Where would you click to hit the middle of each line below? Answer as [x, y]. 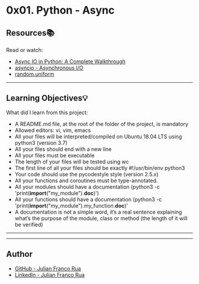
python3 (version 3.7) [41, 143]
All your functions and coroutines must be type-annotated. [86, 180]
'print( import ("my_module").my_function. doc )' [71, 205]
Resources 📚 [31, 33]
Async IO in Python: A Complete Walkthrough [70, 62]
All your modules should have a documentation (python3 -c [87, 186]
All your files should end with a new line [63, 149]
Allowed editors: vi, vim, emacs [53, 130]
